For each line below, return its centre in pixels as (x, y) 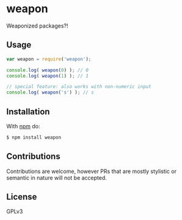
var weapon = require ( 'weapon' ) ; (49, 59)
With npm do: (24, 126)
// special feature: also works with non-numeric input (79, 87)
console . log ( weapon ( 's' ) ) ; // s (50, 93)
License (22, 197)
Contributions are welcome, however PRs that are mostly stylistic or (92, 171)
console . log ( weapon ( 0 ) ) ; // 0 (47, 70)
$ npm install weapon (34, 137)
